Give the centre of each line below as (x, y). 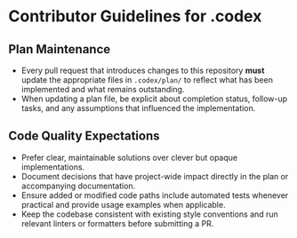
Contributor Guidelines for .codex (135, 16)
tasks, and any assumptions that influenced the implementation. (138, 108)
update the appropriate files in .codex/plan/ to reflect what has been (147, 80)
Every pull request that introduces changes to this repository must (143, 70)
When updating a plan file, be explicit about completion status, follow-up (154, 99)
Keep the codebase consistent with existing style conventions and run (150, 214)
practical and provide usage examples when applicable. (123, 204)
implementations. (53, 167)
